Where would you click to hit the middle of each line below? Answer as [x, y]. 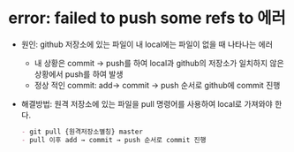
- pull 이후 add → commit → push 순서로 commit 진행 [113, 140]
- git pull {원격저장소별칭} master [82, 132]
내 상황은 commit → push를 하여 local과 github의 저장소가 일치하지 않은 [159, 63]
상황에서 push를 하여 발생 [79, 74]
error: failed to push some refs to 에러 [147, 18]
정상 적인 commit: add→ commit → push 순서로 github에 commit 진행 [157, 85]
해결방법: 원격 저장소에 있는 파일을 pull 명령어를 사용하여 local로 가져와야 [147, 103]
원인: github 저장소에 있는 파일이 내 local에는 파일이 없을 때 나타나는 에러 [147, 44]
